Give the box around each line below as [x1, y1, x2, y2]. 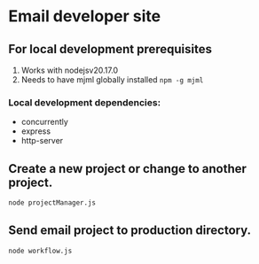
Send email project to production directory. [8, 223, 252, 238]
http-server [20, 136, 64, 146]
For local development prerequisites [8, 42, 212, 57]
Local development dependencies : [8, 96, 161, 108]
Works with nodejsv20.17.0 [20, 65, 119, 75]
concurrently [20, 117, 68, 128]
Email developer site [8, 6, 161, 27]
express [20, 126, 51, 136]
